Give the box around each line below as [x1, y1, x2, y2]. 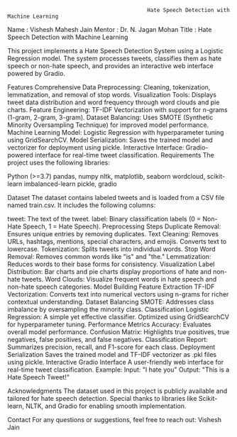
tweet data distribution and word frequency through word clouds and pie [7, 98, 220, 106]
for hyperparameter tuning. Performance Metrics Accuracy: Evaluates [7, 320, 211, 328]
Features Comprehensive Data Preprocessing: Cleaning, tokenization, [7, 83, 211, 92]
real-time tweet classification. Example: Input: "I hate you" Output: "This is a [7, 365, 230, 374]
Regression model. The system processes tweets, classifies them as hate [7, 54, 222, 62]
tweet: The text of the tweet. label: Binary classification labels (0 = [7, 215, 202, 223]
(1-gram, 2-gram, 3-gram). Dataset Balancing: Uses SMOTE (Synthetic [7, 114, 214, 121]
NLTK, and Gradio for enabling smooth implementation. [26, 402, 187, 410]
